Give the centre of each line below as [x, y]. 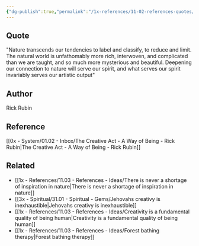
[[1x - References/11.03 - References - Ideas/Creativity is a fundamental [102, 212]
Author [19, 93]
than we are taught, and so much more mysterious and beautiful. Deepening [99, 62]
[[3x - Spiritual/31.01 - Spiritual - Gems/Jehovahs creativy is [88, 199]
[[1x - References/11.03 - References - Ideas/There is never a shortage [101, 180]
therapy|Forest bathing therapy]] [54, 237]
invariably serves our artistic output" [51, 75]
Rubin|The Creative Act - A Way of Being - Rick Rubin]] [73, 147]
